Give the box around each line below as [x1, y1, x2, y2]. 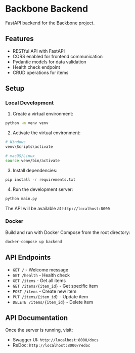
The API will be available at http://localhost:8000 [5, 205, 110, 211]
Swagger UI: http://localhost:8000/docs [12, 337, 99, 343]
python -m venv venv [5, 121, 49, 126]
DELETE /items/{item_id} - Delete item [12, 299, 94, 305]
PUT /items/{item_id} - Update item [12, 293, 88, 299]
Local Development [5, 99, 54, 106]
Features [5, 34, 34, 43]
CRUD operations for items [12, 69, 69, 75]
